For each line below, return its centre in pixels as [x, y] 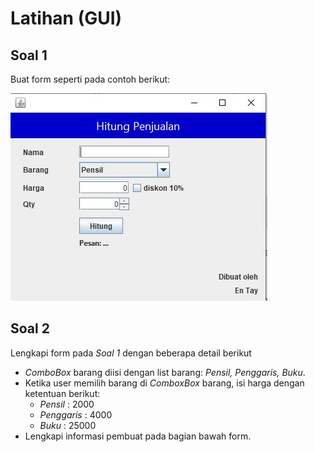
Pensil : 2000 [67, 404]
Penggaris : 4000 [76, 414]
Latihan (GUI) [66, 18]
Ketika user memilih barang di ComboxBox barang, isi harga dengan [164, 383]
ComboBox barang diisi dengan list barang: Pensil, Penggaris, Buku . [165, 372]
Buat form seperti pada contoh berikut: [90, 79]
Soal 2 [30, 328]
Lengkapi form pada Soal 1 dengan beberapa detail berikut [131, 353]
